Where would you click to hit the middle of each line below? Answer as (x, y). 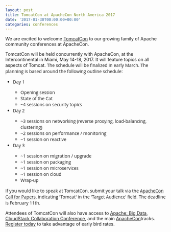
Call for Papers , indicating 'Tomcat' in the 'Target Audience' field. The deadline (86, 197)
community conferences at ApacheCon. (47, 44)
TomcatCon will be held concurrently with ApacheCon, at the (69, 54)
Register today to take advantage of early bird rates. (60, 224)
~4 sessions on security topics (51, 105)
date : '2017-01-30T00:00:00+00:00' (43, 19)
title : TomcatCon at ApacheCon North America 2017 (60, 15)
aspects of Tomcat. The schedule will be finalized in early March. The (77, 65)
